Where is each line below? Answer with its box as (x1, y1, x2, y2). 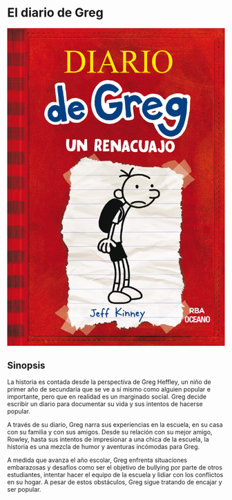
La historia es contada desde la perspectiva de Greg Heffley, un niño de (7, 378, 212, 386)
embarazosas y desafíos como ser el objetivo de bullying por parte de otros (7, 463, 223, 471)
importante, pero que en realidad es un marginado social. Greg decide (7, 392, 207, 401)
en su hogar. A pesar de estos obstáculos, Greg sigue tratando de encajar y (7, 478, 222, 486)
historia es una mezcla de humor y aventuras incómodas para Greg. (7, 442, 200, 450)
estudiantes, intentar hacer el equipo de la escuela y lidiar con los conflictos (7, 470, 224, 479)
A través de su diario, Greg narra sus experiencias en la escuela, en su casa (7, 420, 223, 429)
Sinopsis (7, 359, 46, 371)
